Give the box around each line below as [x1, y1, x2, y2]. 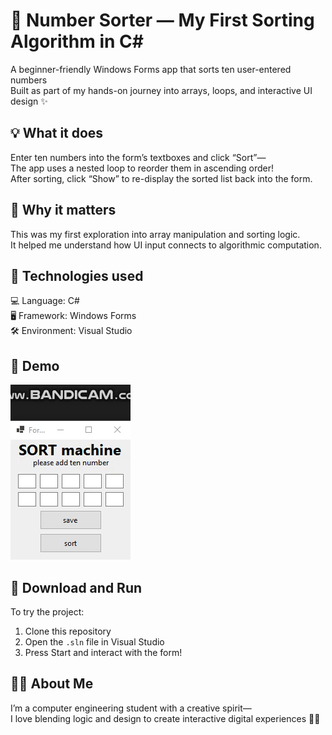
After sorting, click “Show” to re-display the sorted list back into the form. [10, 172, 313, 184]
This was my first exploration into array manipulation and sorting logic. [10, 228, 301, 240]
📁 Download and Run [10, 579, 143, 596]
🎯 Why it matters [10, 202, 117, 219]
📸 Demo [10, 357, 60, 374]
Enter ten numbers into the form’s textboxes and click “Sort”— [10, 151, 267, 163]
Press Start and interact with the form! [24, 647, 183, 658]
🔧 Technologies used [10, 267, 144, 284]
